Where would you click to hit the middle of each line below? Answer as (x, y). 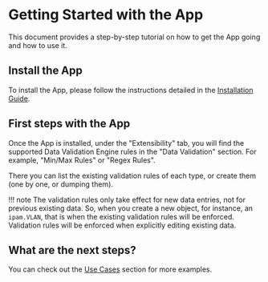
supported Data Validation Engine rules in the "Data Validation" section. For (132, 151)
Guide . (19, 99)
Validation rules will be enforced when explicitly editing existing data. (122, 225)
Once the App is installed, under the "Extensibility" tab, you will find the (126, 143)
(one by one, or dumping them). (61, 184)
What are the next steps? (72, 250)
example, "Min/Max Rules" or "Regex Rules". (82, 160)
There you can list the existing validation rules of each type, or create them (132, 175)
